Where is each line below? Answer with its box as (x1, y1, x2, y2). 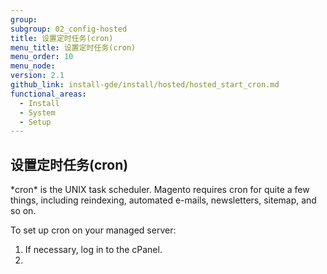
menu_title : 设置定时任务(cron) (10, 42, 137, 53)
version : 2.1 (10, 71, 65, 81)
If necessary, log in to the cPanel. (24, 244, 163, 256)
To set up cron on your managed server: (10, 224, 177, 236)
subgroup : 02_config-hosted (10, 24, 128, 34)
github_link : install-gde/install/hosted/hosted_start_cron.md (10, 80, 280, 90)
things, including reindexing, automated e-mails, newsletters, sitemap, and (10, 194, 317, 206)
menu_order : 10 (10, 52, 74, 62)
